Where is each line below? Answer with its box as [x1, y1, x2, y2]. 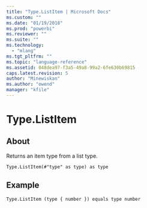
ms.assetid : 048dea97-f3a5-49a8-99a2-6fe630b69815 [6, 64, 136, 71]
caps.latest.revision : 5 [6, 70, 68, 76]
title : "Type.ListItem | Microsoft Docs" [6, 8, 112, 15]
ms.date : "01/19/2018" [6, 20, 63, 26]
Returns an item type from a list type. [6, 152, 98, 159]
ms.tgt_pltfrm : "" [6, 53, 52, 59]
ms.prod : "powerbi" [6, 25, 55, 32]
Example [6, 180, 40, 191]
